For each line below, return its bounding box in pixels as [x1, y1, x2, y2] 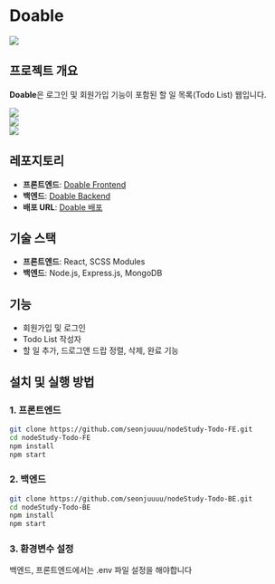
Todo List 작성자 [22, 334, 81, 345]
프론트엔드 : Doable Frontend [22, 178, 127, 190]
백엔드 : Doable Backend [22, 190, 111, 201]
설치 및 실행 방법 [9, 374, 95, 389]
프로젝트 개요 [9, 63, 79, 79]
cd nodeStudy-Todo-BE [9, 503, 91, 512]
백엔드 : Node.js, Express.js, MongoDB [22, 268, 163, 279]
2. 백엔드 [9, 473, 47, 485]
